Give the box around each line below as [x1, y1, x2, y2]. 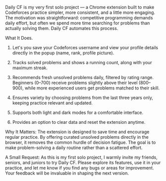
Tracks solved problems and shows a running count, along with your [12, 60, 152, 65]
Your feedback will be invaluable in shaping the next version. [5, 170, 129, 176]
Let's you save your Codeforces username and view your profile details [12, 45, 159, 50]
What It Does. [5, 35, 33, 41]
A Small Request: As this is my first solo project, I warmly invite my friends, [5, 154, 158, 160]
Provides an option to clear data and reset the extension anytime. [12, 119, 146, 125]
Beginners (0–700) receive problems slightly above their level [12, 80, 138, 86]
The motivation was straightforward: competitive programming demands [5, 15, 153, 20]
